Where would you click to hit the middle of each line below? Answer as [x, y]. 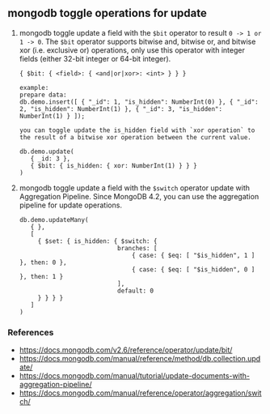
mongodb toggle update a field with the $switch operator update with [135, 188]
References [31, 332]
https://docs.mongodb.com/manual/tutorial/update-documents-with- [134, 376]
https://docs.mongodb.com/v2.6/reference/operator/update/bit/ [126, 350]
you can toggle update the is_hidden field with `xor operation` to [137, 130]
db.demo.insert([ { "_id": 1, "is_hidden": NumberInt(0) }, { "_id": [139, 102]
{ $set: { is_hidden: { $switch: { [97, 241]
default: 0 [136, 291]
